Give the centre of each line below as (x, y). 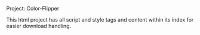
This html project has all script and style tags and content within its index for (100, 20)
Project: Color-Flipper (33, 8)
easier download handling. (39, 26)
